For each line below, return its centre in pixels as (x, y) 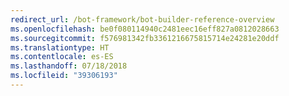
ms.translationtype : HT (60, 47)
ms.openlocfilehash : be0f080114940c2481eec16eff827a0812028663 (145, 29)
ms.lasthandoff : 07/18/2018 (69, 66)
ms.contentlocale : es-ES (62, 57)
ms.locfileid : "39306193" (64, 76)
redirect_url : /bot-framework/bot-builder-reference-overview (142, 19)
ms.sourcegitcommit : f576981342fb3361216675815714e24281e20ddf (145, 38)
